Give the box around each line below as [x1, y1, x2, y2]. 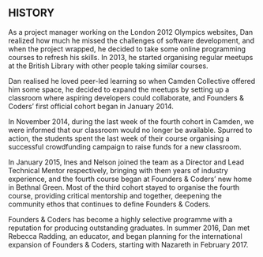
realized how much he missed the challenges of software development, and [8, 36, 255, 45]
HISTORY [8, 6, 55, 20]
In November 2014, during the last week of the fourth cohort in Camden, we [8, 116, 254, 126]
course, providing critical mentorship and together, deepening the [8, 191, 223, 200]
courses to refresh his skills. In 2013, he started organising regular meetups [8, 52, 254, 62]
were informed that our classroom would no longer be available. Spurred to [8, 125, 253, 134]
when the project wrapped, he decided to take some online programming [8, 43, 246, 54]
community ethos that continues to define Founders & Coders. [8, 199, 211, 209]
